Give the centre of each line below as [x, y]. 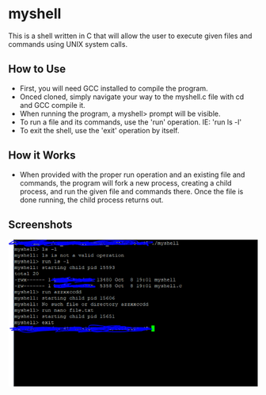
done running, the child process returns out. [91, 200]
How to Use [37, 69]
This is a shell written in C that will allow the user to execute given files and [130, 36]
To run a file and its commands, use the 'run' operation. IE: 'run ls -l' [131, 122]
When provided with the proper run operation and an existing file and [132, 174]
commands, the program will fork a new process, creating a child [125, 182]
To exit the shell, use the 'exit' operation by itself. [99, 130]
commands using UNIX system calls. [68, 44]
